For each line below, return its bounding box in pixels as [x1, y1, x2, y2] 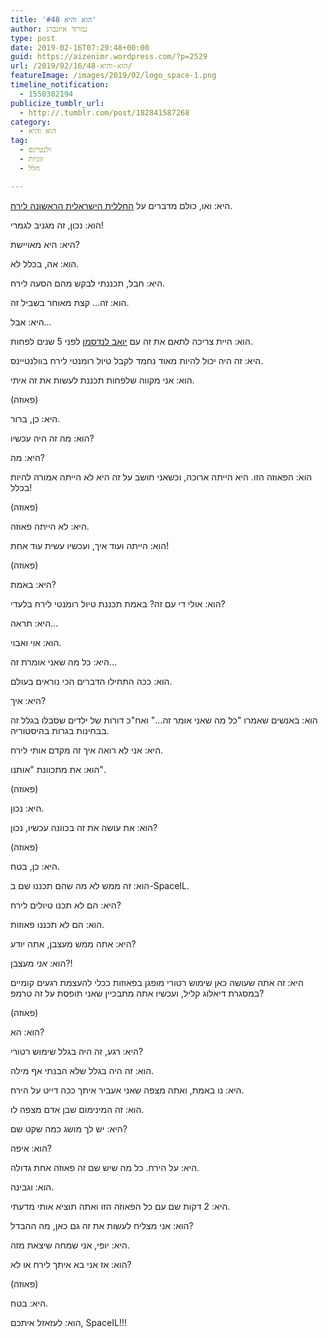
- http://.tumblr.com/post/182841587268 [19, 107, 190, 118]
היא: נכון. [10, 802, 45, 814]
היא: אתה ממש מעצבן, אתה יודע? [10, 937, 137, 950]
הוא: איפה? [10, 1142, 53, 1154]
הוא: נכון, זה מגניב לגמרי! [10, 219, 104, 231]
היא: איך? [10, 694, 47, 706]
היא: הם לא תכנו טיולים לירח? [10, 899, 122, 911]
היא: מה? [10, 451, 45, 463]
